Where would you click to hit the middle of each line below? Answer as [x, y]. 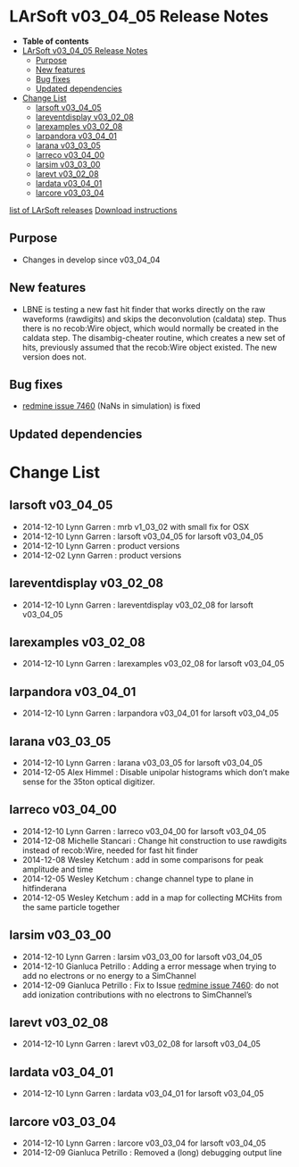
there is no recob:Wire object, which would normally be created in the [150, 328]
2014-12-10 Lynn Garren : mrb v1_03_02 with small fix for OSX [136, 526]
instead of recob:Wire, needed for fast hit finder [110, 850]
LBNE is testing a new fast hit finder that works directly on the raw [144, 309]
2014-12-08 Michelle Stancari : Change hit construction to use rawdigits [154, 840]
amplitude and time [58, 869]
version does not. [54, 356]
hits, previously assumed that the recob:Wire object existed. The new [149, 347]
